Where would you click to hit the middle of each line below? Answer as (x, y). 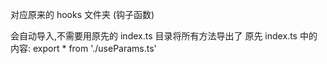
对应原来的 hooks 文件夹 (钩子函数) (82, 14)
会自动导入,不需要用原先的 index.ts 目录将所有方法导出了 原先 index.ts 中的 (164, 36)
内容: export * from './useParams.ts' (83, 48)
